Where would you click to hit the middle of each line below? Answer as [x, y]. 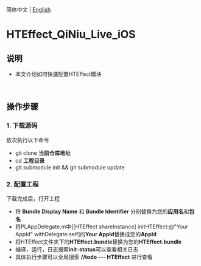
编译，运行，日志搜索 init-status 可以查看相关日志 [77, 249]
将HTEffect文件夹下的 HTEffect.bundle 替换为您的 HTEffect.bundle [98, 242]
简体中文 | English [29, 9]
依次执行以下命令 [28, 140]
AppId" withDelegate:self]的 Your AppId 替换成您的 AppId [86, 234]
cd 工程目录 [30, 160]
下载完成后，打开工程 [33, 198]
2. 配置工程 [23, 184]
